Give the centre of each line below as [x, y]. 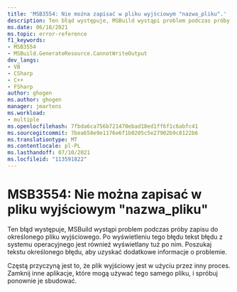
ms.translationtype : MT [43, 139]
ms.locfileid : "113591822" [47, 159]
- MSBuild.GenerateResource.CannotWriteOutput [77, 54]
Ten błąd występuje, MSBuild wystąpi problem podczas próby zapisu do [113, 229]
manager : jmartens [34, 107]
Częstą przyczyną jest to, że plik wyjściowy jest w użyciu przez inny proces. [119, 265]
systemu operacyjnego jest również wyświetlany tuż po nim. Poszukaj [110, 244]
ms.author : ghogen [34, 100]
